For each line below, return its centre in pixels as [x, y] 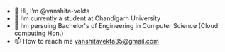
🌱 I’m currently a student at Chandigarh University [87, 18]
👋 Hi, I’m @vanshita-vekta [52, 11]
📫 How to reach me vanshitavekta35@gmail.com [87, 41]
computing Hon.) [39, 33]
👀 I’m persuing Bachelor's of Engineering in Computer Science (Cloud [116, 26]
